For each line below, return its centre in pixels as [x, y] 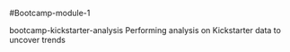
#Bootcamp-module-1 [50, 13]
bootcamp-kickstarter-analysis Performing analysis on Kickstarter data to [145, 30]
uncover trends [37, 40]
